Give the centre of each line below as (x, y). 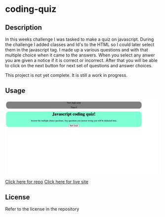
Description (23, 27)
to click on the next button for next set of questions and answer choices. (79, 66)
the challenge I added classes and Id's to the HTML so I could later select (80, 45)
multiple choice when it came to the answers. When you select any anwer (80, 55)
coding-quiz (31, 9)
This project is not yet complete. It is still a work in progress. (66, 75)
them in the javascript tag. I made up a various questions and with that (77, 50)
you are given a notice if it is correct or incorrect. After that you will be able (82, 60)
